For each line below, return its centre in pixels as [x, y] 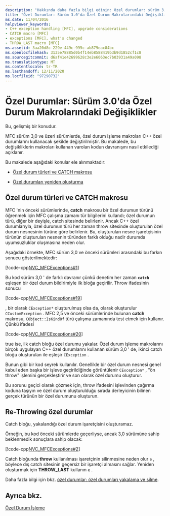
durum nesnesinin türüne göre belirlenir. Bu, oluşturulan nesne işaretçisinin [83, 231]
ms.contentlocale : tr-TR [31, 67]
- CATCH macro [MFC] [27, 34]
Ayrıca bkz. [24, 495]
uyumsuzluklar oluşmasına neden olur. [45, 242]
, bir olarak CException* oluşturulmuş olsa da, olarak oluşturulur [71, 308]
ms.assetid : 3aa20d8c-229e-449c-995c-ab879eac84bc [60, 48]
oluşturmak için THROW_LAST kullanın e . [49, 470]
